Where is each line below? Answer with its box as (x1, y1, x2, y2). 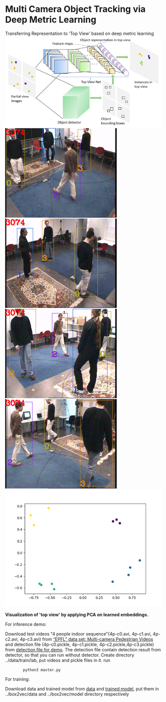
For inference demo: (5, 622, 47, 628)
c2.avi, (5, 636, 19, 642)
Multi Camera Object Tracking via (5, 3, 146, 15)
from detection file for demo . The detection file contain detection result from (5, 647, 161, 653)
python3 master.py (23, 668, 61, 673)
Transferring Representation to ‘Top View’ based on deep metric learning (5, 30, 154, 36)
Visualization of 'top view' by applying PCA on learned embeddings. (5, 612, 149, 618)
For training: (5, 676, 30, 682)
